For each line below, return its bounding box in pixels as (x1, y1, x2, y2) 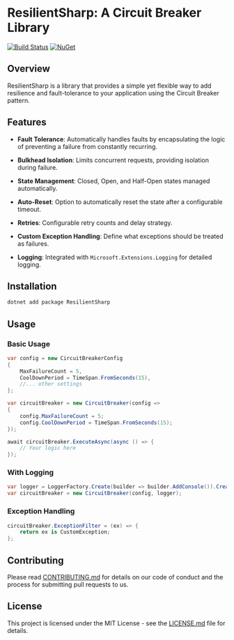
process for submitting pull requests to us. (7, 580, 129, 588)
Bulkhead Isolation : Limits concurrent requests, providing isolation (17, 155, 209, 164)
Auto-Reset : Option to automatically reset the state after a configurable (17, 197, 223, 206)
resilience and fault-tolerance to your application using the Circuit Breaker (7, 88, 219, 97)
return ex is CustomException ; (19, 529, 111, 536)
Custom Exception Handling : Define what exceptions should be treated (17, 232, 224, 240)
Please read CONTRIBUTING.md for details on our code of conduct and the (7, 572, 224, 581)
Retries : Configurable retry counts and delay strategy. (17, 218, 173, 227)
